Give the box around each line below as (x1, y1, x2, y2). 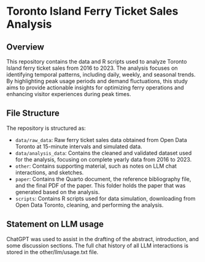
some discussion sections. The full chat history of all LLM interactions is (6, 242, 189, 249)
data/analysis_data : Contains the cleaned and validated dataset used (15, 149, 192, 157)
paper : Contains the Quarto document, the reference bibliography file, (15, 175, 191, 182)
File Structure (6, 108, 60, 119)
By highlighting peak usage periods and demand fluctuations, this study (6, 78, 188, 84)
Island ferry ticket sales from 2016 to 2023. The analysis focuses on (6, 64, 178, 72)
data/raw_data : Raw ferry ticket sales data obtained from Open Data (15, 136, 187, 143)
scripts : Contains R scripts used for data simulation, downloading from (15, 195, 196, 202)
